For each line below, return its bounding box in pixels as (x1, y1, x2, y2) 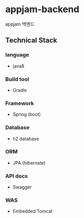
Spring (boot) (12, 111, 41, 117)
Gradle (12, 87, 27, 93)
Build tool (5, 75, 30, 82)
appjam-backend (5, 4, 80, 15)
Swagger (12, 184, 32, 190)
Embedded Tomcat (12, 208, 53, 214)
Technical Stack (5, 36, 58, 45)
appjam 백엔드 (5, 21, 35, 27)
